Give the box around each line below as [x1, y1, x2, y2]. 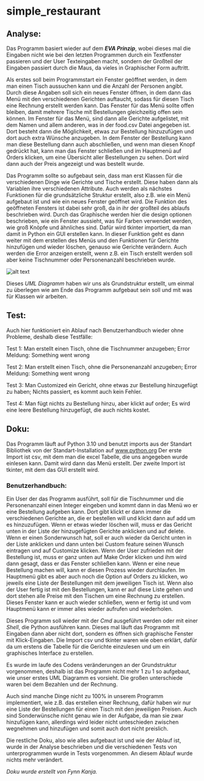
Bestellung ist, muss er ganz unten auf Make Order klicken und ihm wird [6, 553, 187, 560]
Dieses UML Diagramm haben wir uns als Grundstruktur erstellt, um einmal [6, 280, 194, 287]
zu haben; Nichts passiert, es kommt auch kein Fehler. [6, 388, 142, 395]
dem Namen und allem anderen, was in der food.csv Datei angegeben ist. [6, 121, 191, 129]
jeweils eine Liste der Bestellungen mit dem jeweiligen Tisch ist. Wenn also [6, 579, 194, 587]
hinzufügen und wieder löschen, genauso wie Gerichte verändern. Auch [6, 243, 188, 251]
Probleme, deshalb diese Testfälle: [6, 333, 93, 340]
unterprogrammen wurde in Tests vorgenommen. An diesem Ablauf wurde [6, 749, 193, 757]
